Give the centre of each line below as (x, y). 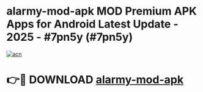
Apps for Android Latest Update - (92, 24)
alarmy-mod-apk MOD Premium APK (102, 11)
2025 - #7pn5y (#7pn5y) (70, 37)
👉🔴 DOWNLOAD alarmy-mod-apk (95, 80)
